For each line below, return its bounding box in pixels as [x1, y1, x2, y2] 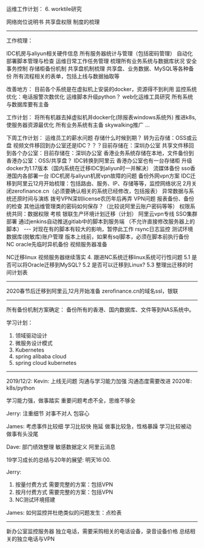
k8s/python [6, 384, 35, 391]
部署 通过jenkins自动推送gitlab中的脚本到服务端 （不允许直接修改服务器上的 [6, 218, 195, 225]
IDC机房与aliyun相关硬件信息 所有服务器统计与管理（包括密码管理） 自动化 [6, 50, 193, 57]
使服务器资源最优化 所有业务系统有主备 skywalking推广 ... [6, 121, 150, 128]
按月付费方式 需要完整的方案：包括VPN [15, 488, 114, 496]
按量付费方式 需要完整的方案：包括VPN [15, 481, 114, 488]
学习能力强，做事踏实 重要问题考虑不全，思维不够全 [6, 397, 135, 404]
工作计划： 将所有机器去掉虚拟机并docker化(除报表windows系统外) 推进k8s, [6, 114, 197, 120]
